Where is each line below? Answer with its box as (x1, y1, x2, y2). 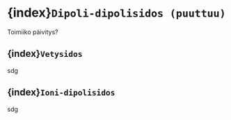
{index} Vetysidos (7, 48, 83, 60)
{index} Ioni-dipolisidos (7, 87, 115, 98)
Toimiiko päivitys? (7, 28, 58, 36)
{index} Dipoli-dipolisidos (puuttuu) (7, 5, 226, 21)
